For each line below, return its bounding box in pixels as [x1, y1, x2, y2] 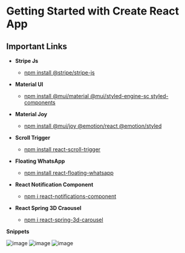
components [24, 99, 56, 106]
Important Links [6, 41, 68, 51]
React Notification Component [15, 181, 94, 188]
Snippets [6, 228, 30, 235]
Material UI [15, 80, 44, 88]
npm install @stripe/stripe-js [24, 69, 95, 76]
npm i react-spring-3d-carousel [24, 216, 104, 223]
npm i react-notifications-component [24, 192, 117, 200]
